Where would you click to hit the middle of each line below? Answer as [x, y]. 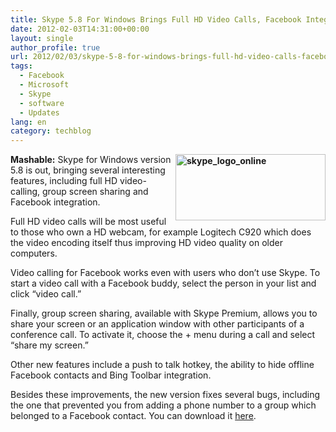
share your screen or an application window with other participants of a [157, 324]
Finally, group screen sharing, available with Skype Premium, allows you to [164, 313]
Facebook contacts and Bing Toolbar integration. [111, 375]
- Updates [39, 112]
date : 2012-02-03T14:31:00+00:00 [80, 29]
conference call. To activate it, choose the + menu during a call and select [163, 335]
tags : [21, 66]
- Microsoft [44, 85]
